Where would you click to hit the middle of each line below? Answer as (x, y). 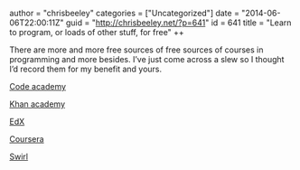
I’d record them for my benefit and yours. (86, 69)
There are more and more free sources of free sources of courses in (136, 50)
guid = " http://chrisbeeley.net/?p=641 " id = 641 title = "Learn (179, 23)
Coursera (27, 139)
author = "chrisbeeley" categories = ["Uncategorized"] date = (124, 13)
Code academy (37, 86)
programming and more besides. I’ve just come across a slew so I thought (147, 59)
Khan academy (37, 104)
